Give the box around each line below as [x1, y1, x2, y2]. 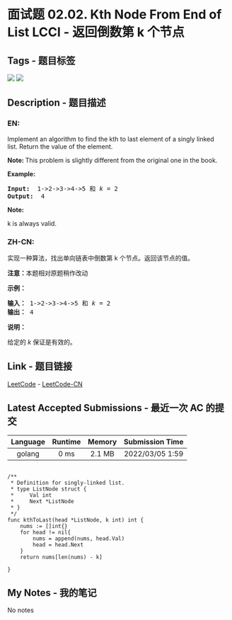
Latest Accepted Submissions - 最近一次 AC [7, 402, 204, 414]
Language [11, 437, 46, 447]
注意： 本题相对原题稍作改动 [7, 268, 88, 277]
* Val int [10, 491, 52, 499]
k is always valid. [7, 219, 57, 227]
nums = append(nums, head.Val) [33, 535, 125, 542]
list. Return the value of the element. [7, 142, 113, 151]
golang [16, 449, 40, 459]
